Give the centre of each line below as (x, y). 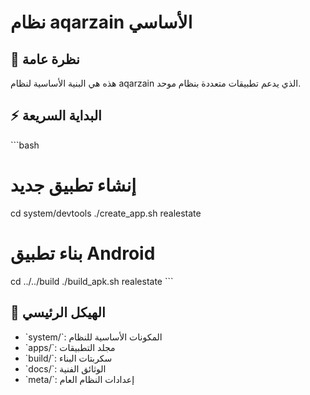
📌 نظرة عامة (45, 59)
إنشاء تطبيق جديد (73, 185)
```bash (25, 145)
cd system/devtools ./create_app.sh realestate (106, 213)
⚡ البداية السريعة (56, 116)
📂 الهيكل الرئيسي (58, 312)
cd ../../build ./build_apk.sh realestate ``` (92, 281)
